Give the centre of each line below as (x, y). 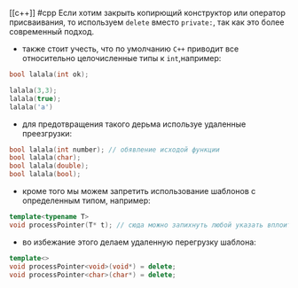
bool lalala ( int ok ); (49, 74)
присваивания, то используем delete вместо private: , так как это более (147, 22)
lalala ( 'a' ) (31, 107)
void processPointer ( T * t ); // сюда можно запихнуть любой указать (137, 225)
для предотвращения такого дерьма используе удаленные (134, 124)
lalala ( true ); (35, 98)
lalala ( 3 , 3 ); (33, 90)
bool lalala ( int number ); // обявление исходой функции (114, 150)
